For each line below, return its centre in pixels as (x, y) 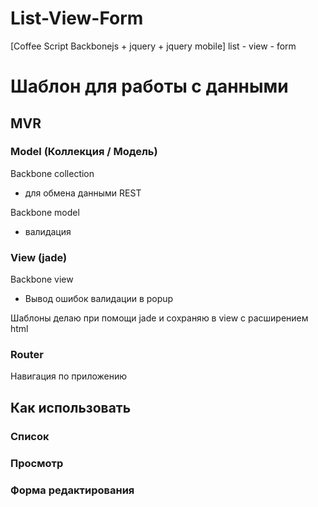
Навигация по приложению (69, 376)
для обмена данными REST (83, 193)
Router (27, 355)
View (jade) (39, 257)
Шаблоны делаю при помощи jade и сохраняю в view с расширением (159, 318)
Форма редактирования (72, 490)
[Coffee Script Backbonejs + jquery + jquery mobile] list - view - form (153, 46)
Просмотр (37, 463)
